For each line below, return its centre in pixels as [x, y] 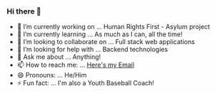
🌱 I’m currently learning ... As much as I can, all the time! [100, 34]
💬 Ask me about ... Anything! [59, 57]
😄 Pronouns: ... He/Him [52, 75]
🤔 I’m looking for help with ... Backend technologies [92, 50]
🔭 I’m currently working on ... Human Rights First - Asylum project [113, 27]
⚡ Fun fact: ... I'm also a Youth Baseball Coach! [86, 83]
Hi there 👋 [24, 11]
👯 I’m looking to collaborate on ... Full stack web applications [106, 42]
